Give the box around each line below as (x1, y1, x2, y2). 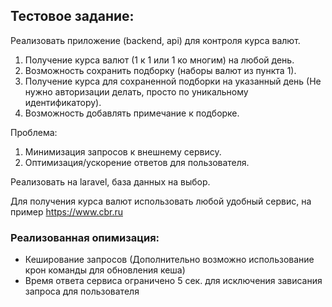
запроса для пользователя (24, 285, 140, 298)
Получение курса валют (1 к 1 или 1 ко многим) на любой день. (24, 54, 295, 66)
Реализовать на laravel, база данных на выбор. (10, 175, 211, 188)
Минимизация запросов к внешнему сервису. (24, 145, 222, 158)
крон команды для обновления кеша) (24, 264, 186, 276)
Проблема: (10, 126, 58, 138)
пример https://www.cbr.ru (10, 205, 123, 218)
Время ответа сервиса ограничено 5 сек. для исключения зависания (24, 275, 323, 287)
